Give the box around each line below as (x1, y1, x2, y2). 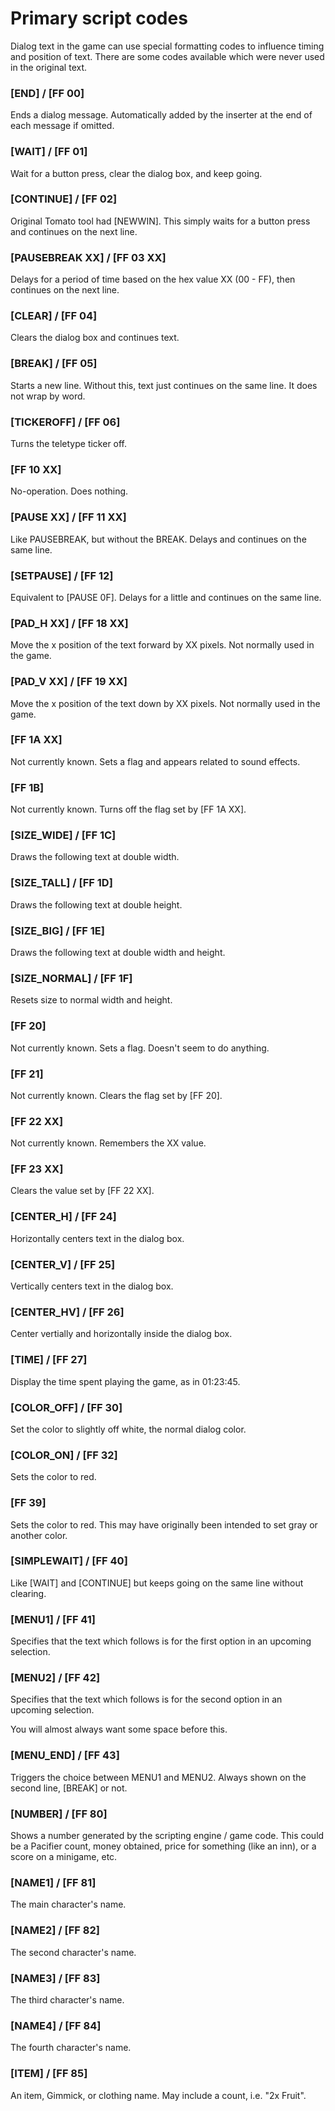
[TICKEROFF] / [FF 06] (10, 415, 121, 429)
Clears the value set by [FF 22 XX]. (10, 1185, 155, 1197)
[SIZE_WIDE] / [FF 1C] (10, 828, 117, 842)
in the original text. (10, 61, 88, 73)
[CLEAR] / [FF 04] (10, 309, 98, 323)
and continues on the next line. (10, 225, 138, 237)
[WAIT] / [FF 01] (10, 145, 88, 159)
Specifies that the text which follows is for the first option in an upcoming (10, 1635, 312, 1647)
